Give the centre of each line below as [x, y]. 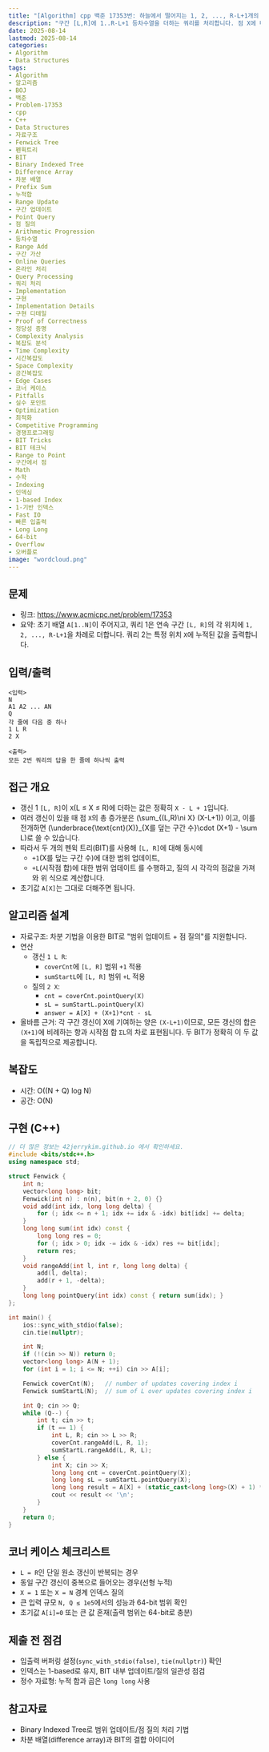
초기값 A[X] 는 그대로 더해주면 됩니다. [77, 888]
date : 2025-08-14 [37, 30]
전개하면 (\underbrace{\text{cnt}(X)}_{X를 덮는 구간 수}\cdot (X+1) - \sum [139, 828]
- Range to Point [37, 455]
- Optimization [34, 411]
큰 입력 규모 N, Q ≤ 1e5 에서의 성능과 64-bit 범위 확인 [103, 1602]
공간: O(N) [36, 1100]
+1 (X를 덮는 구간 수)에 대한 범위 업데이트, [96, 857]
